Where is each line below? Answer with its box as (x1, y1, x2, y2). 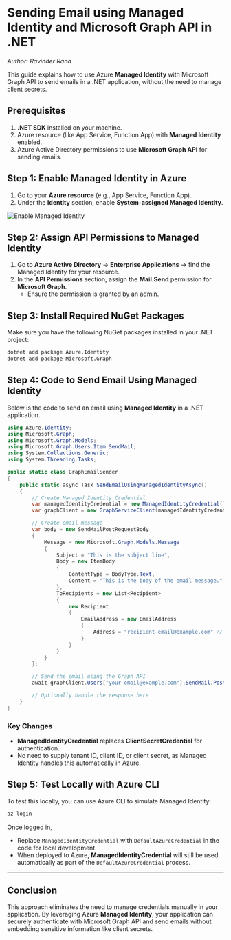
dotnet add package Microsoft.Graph (7, 355, 112, 363)
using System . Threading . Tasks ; (7, 457, 97, 463)
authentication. (16, 743, 60, 752)
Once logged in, (7, 823, 53, 831)
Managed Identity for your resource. (16, 268, 120, 277)
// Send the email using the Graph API (32, 673, 146, 680)
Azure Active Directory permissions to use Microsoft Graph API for (16, 145, 208, 153)
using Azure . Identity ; (7, 424, 72, 431)
